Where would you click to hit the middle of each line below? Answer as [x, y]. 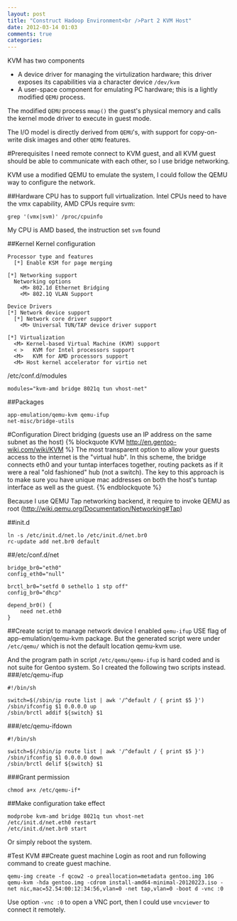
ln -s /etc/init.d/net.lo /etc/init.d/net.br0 [77, 536]
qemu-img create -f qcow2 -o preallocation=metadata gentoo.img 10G [111, 877]
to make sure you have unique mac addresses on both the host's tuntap [112, 480]
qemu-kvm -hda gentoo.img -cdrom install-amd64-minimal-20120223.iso [112, 883]
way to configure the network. [51, 183]
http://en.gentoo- [151, 442]
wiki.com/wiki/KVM [35, 449]
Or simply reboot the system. [50, 842]
